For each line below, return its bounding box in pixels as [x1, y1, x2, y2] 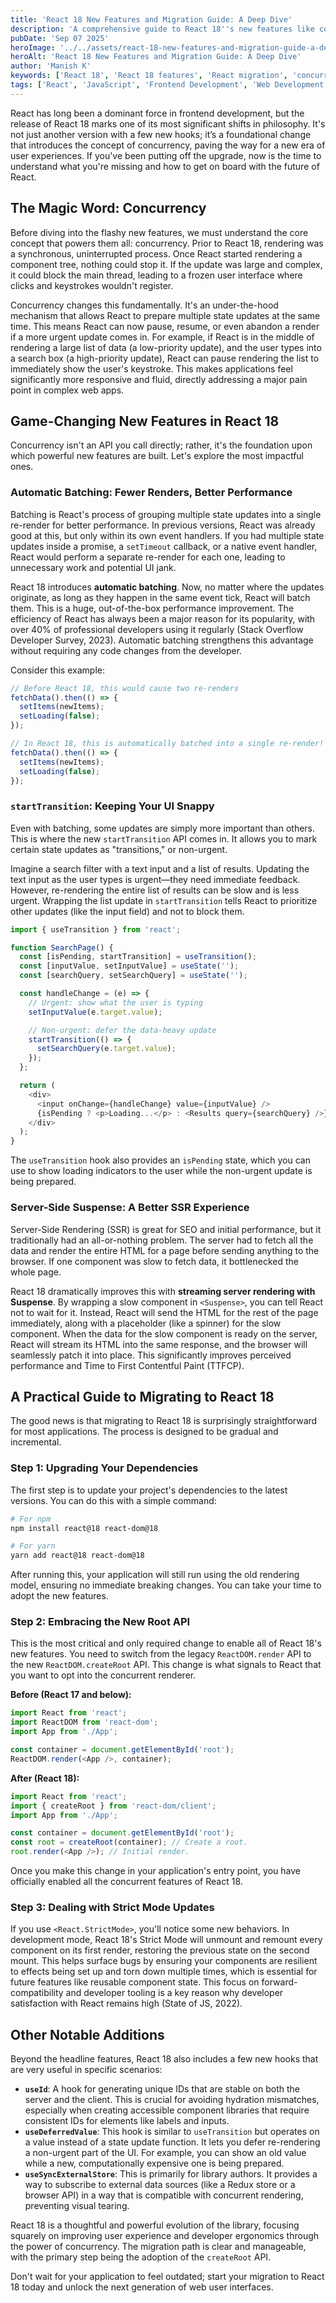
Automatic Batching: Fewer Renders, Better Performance [10, 486, 293, 500]
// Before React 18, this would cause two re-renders [10, 683, 240, 693]
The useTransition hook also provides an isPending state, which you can [10, 1154, 311, 1166]
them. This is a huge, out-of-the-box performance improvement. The [10, 602, 295, 614]
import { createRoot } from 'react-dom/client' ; [10, 1801, 217, 1811]
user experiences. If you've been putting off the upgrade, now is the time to [10, 149, 322, 161]
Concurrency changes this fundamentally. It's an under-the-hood [10, 299, 279, 311]
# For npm [10, 1514, 52, 1524]
